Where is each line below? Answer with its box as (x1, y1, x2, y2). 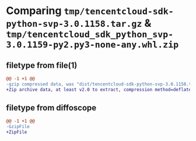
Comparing (6, 4, 62, 18)
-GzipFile (6, 124, 30, 130)
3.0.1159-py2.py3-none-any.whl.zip (6, 39, 179, 50)
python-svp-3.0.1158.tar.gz (6, 19, 142, 30)
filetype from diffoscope (6, 103, 97, 113)
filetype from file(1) (6, 60, 78, 70)
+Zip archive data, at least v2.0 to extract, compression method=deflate (6, 87, 192, 92)
